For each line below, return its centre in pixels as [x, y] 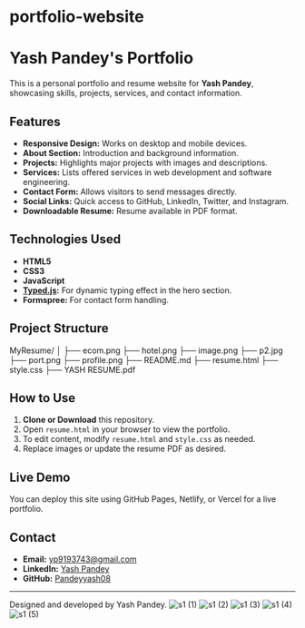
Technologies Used [65, 239]
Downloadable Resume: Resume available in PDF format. [130, 211]
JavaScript [44, 280]
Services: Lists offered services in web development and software [147, 172]
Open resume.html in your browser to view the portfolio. [126, 429]
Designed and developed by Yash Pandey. [89, 604]
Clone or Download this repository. [89, 420]
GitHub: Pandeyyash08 [67, 579]
